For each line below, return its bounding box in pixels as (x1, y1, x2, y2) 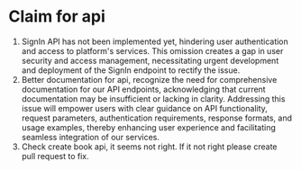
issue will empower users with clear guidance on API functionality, (21, 103, 268, 113)
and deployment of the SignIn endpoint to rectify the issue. (21, 65, 241, 76)
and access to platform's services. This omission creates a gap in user (21, 45, 284, 56)
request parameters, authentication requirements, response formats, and (21, 112, 293, 123)
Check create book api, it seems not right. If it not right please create (21, 141, 278, 152)
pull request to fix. (21, 150, 89, 161)
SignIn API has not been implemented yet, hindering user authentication (21, 36, 289, 47)
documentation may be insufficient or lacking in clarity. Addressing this (21, 93, 286, 104)
